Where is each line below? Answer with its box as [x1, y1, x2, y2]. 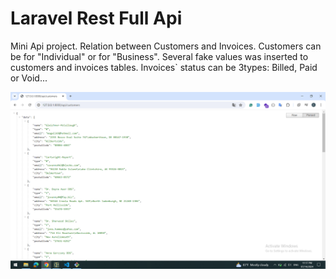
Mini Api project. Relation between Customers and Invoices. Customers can [10, 40, 322, 52]
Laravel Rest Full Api [10, 7, 183, 30]
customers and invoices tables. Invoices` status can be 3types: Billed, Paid [10, 61, 318, 73]
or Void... [10, 72, 48, 84]
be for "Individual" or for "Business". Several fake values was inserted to [10, 50, 309, 62]
